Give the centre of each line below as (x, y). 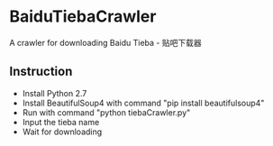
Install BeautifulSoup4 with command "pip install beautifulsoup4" (143, 103)
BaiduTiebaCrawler (83, 17)
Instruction (41, 72)
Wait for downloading (62, 132)
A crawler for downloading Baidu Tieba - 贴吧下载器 (105, 42)
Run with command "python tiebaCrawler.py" (106, 112)
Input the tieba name (61, 122)
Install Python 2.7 (55, 93)
